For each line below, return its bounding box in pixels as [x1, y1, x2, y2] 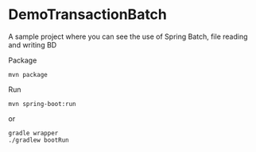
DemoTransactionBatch [8, 6, 167, 24]
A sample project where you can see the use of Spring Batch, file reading [8, 32, 248, 41]
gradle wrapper [8, 129, 59, 137]
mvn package [8, 70, 48, 78]
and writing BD [8, 40, 57, 49]
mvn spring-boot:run [8, 100, 77, 108]
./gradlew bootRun [8, 136, 69, 144]
